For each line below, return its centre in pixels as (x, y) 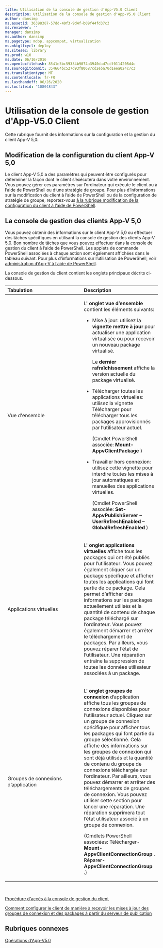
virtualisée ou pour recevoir (123, 339)
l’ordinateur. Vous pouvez (113, 624)
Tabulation (20, 290)
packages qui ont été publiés (117, 558)
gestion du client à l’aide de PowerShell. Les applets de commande (72, 248)
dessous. (14, 278)
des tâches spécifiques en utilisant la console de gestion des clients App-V (80, 238)
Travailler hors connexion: (122, 462)
